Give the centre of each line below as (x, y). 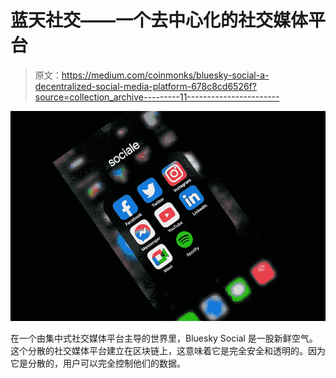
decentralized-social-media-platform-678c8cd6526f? (145, 86)
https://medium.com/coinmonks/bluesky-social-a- (165, 75)
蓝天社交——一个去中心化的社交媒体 (159, 20)
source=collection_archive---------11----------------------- (157, 97)
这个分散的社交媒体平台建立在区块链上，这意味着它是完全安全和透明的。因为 (168, 351)
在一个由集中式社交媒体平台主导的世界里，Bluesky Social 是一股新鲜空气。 (164, 338)
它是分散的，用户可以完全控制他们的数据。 (98, 363)
